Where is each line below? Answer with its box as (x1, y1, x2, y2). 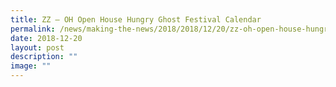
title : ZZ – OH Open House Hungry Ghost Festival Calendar (10, 14, 262, 25)
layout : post (10, 42, 65, 53)
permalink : (10, 24, 56, 34)
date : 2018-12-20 (10, 33, 83, 43)
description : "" (10, 52, 78, 62)
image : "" (10, 61, 52, 71)
